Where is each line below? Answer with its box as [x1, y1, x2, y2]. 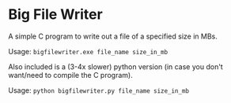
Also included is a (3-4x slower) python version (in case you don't [8, 61, 223, 72]
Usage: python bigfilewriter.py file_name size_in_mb [8, 85, 190, 95]
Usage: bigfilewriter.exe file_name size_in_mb [8, 46, 169, 56]
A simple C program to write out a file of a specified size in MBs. [8, 31, 218, 41]
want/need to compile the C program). [8, 70, 133, 79]
